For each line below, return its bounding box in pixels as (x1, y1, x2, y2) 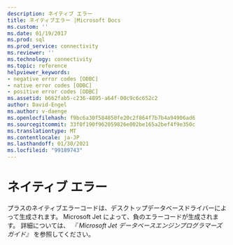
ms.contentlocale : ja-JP (7, 134, 80, 141)
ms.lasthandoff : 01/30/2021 (7, 141, 90, 148)
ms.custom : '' (7, 23, 49, 30)
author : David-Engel (7, 101, 68, 108)
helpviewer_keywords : (7, 69, 71, 76)
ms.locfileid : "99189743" (7, 147, 83, 154)
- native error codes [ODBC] (7, 82, 92, 89)
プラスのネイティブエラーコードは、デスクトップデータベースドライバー (7, 204, 215, 212)
